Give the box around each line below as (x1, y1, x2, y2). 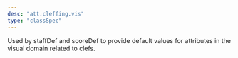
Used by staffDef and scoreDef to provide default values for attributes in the (7, 36, 232, 45)
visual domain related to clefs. (7, 44, 95, 52)
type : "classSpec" (7, 17, 62, 24)
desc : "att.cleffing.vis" (7, 10, 84, 18)
